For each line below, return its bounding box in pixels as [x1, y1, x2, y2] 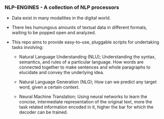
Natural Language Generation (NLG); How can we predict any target [19, 79, 157, 85]
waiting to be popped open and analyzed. [11, 30, 96, 36]
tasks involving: [11, 45, 44, 50]
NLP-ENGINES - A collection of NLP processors [4, 4, 119, 11]
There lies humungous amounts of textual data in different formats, [11, 24, 147, 30]
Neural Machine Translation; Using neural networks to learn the [19, 94, 148, 99]
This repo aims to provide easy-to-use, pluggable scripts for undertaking [11, 39, 160, 45]
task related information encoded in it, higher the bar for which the [19, 104, 154, 110]
